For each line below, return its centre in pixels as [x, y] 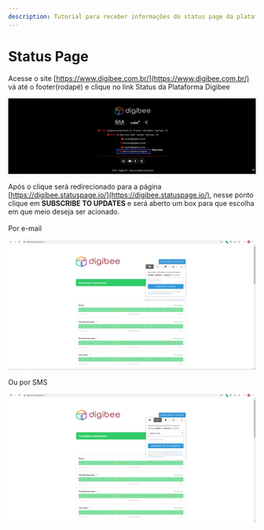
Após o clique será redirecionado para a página [85, 187]
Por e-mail [25, 229]
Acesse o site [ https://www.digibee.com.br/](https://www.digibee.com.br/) [129, 78]
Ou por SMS [28, 382]
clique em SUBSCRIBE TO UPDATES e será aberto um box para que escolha [131, 204]
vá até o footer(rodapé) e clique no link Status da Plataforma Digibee [119, 86]
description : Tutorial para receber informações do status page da [121, 17]
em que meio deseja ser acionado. [64, 212]
